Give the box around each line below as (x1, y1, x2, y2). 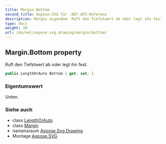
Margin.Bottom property (5, 48, 82, 57)
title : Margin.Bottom (5, 7, 50, 12)
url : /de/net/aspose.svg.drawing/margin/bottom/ (5, 30, 107, 35)
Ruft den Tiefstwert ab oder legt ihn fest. (5, 61, 88, 67)
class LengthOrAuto (12, 117, 53, 123)
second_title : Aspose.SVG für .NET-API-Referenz (5, 12, 107, 17)
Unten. (5, 94, 19, 100)
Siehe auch (5, 106, 33, 113)
